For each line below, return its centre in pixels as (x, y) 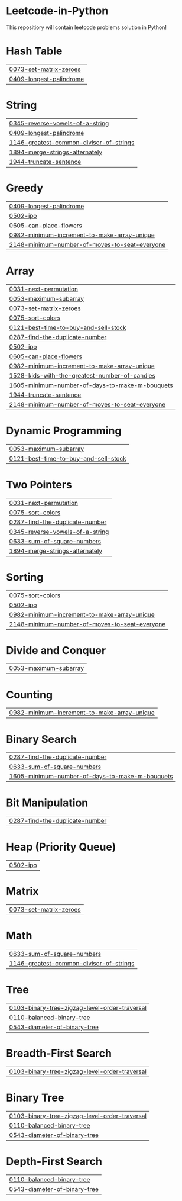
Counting (30, 695)
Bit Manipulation (47, 803)
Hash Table (34, 51)
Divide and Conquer (56, 650)
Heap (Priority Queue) (61, 847)
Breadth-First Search (59, 1053)
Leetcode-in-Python (57, 11)
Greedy (25, 188)
